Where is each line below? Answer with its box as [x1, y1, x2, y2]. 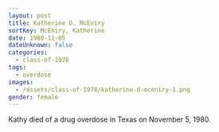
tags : [8, 64, 26, 72]
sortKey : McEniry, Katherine [8, 26, 105, 34]
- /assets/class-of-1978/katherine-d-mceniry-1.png [15, 85, 191, 94]
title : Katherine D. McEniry [8, 19, 105, 27]
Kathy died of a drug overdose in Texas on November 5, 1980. [8, 115, 211, 124]
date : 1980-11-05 [8, 33, 66, 42]
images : [8, 78, 34, 86]
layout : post [8, 11, 52, 20]
